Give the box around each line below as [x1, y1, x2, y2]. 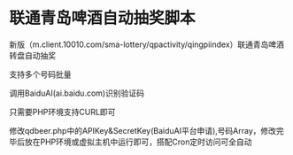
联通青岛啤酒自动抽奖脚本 [9, 8, 197, 28]
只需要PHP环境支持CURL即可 [9, 106, 116, 117]
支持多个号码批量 [9, 68, 72, 80]
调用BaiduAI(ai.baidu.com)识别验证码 [9, 88, 144, 98]
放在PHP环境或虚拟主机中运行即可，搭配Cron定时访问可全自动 [24, 136, 252, 147]
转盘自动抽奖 [9, 50, 56, 60]
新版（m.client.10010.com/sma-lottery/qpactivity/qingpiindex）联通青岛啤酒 [9, 39, 285, 50]
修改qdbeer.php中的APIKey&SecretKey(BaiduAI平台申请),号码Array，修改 [9, 125, 277, 136]
